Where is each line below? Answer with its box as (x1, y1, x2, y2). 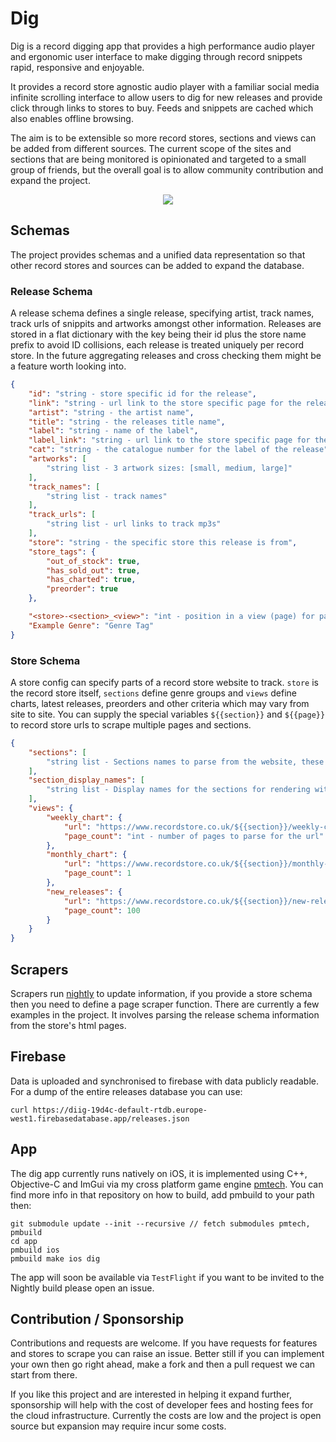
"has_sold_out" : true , (46, 565, 141, 576)
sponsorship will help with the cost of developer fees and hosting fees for (10, 1399, 314, 1411)
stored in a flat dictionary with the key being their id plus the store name (10, 328, 307, 341)
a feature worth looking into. (10, 360, 127, 372)
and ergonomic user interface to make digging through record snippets (10, 50, 303, 62)
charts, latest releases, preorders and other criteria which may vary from (10, 697, 310, 709)
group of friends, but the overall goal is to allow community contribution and (10, 163, 324, 176)
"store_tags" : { (28, 547, 97, 557)
